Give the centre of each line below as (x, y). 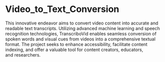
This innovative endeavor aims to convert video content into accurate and (82, 23)
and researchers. (23, 55)
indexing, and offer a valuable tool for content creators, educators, (74, 49)
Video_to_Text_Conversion (62, 9)
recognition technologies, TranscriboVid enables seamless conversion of (81, 33)
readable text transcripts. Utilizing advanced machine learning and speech (83, 28)
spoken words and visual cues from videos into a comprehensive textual (80, 39)
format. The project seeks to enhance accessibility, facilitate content (76, 44)
